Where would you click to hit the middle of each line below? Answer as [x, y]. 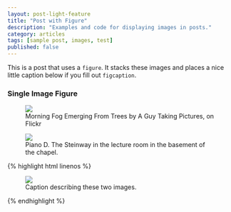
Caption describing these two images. [81, 187]
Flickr [33, 124]
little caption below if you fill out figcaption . [72, 75]
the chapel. [42, 152]
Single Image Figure [43, 94]
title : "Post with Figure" [47, 21]
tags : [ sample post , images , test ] [60, 41]
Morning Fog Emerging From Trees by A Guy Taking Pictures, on [120, 116]
